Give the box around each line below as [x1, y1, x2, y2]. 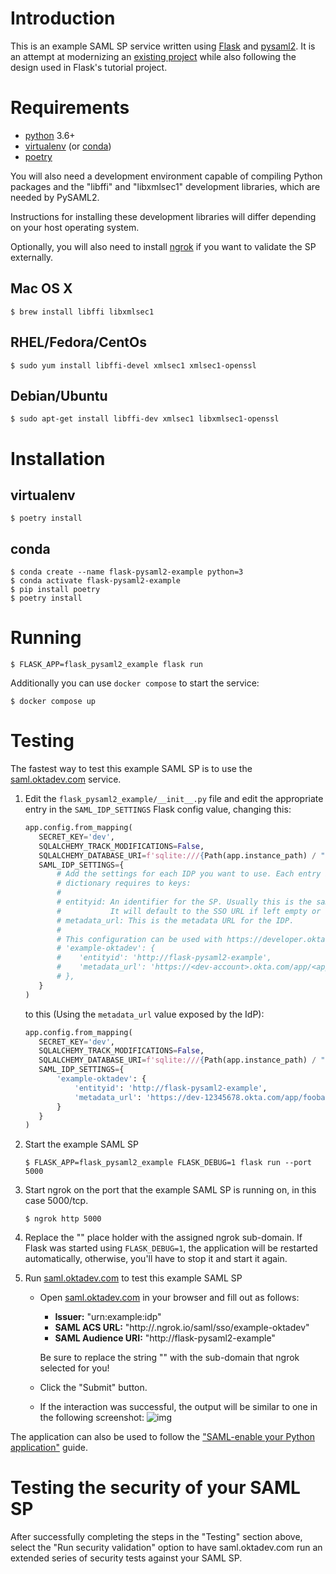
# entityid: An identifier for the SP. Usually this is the [56, 897, 312, 907]
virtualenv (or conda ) [24, 140, 112, 152]
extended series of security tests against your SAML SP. [10, 1552, 243, 1564]
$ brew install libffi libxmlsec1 [10, 307, 155, 317]
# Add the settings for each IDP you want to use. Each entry [56, 869, 322, 879]
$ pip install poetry [10, 585, 101, 595]
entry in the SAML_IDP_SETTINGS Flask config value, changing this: [24, 803, 292, 815]
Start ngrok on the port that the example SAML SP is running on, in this [24, 1184, 317, 1196]
